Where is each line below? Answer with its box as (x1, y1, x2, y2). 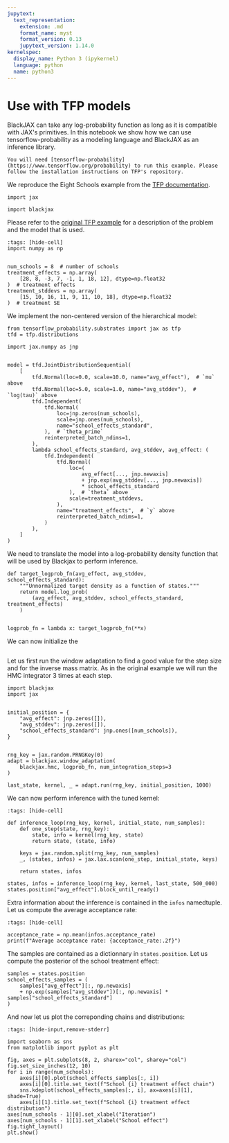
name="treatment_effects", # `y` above (56, 507, 175, 514)
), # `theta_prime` (44, 428, 104, 435)
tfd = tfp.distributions (7, 331, 79, 338)
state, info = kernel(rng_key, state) (32, 832, 144, 839)
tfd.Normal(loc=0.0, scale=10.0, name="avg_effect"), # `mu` (32, 374, 215, 381)
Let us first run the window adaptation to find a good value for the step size (7, 656, 222, 665)
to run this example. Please (134, 162, 218, 170)
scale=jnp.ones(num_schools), (56, 417, 144, 424)
